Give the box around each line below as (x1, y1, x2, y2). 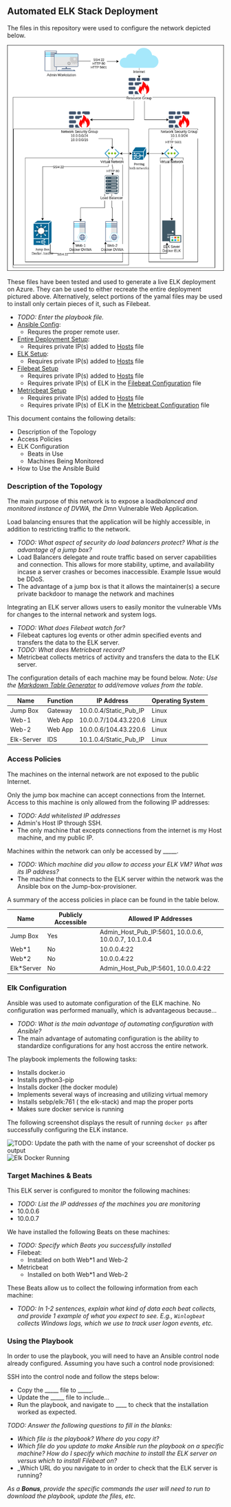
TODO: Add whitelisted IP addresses (16, 811, 121, 820)
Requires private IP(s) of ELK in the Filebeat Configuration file (27, 378, 201, 387)
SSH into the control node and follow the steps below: (7, 1373, 159, 1381)
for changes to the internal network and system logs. (7, 610, 157, 619)
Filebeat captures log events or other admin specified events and (16, 631, 201, 640)
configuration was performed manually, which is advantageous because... (7, 1006, 217, 1014)
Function (47, 696, 74, 705)
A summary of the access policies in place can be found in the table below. (7, 896, 220, 904)
